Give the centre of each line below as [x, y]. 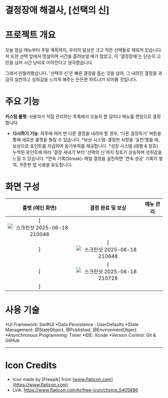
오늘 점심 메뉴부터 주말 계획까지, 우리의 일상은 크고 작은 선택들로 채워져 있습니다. [84, 50]
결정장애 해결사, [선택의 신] [57, 10]
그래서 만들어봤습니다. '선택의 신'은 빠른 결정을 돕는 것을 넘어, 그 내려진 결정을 [81, 73]
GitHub [12, 340]
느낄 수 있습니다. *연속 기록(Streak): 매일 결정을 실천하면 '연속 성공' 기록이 [85, 159]
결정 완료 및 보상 [108, 208]
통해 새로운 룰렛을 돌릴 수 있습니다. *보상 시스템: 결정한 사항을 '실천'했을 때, [86, 140]
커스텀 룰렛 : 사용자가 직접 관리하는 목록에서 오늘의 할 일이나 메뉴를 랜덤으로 [78, 116]
